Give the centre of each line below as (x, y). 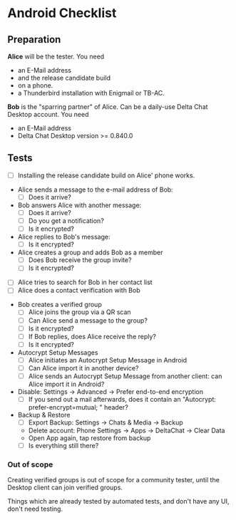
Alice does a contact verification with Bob (79, 291)
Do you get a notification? (66, 221)
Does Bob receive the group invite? (80, 260)
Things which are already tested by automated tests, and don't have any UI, (118, 501)
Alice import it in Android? (66, 384)
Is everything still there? (63, 446)
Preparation (34, 40)
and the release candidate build (64, 78)
